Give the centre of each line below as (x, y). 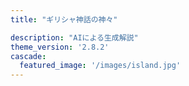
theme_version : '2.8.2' (60, 47)
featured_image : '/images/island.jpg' (100, 66)
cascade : (28, 56)
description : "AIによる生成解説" (74, 37)
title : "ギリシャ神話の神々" (64, 19)
